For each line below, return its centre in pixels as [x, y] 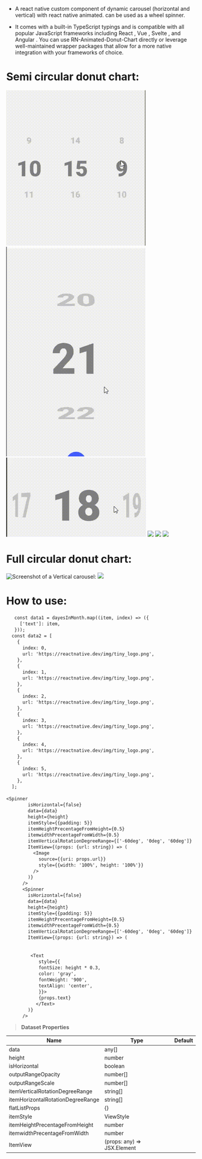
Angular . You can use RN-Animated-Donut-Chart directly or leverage [101, 40]
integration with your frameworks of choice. [69, 52]
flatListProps [24, 1108]
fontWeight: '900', [63, 980]
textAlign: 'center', [66, 986]
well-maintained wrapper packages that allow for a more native [93, 46]
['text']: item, [40, 624]
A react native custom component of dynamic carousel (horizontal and [103, 9]
